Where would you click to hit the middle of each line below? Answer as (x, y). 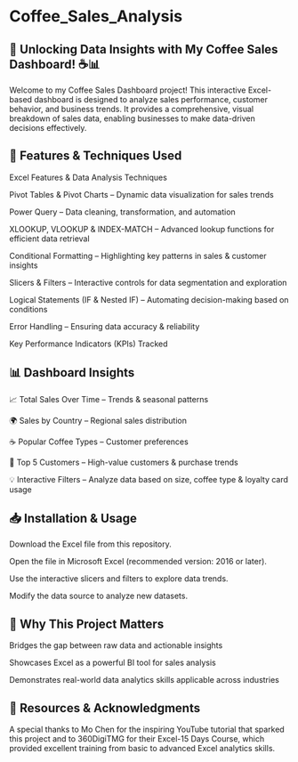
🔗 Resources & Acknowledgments (105, 708)
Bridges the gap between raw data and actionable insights (116, 645)
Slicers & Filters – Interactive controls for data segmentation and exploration (148, 282)
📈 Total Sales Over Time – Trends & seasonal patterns (109, 399)
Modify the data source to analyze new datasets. (99, 596)
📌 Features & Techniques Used (96, 156)
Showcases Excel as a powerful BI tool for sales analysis (113, 663)
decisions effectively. (48, 128)
